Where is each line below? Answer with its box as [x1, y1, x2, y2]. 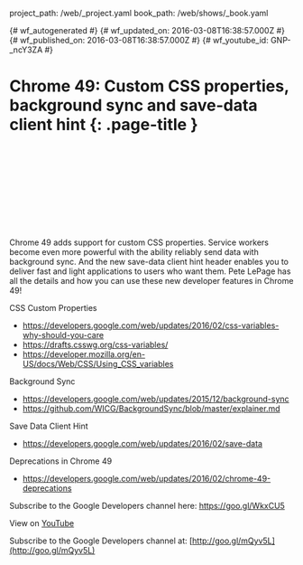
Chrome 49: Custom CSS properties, [9, 76, 289, 97]
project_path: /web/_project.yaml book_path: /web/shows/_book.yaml [9, 8, 269, 18]
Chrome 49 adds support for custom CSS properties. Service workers [9, 237, 269, 248]
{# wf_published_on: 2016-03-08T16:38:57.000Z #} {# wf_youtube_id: [9, 35, 269, 45]
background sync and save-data [9, 95, 259, 116]
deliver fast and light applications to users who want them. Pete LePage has [9, 266, 291, 277]
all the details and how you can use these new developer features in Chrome [9, 275, 294, 286]
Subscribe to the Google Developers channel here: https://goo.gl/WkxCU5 [9, 500, 286, 511]
